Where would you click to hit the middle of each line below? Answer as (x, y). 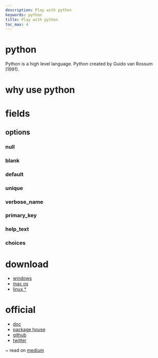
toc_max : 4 (17, 24)
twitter (19, 341)
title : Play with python (32, 19)
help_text (17, 229)
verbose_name (24, 202)
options (18, 132)
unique (14, 188)
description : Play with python (39, 10)
